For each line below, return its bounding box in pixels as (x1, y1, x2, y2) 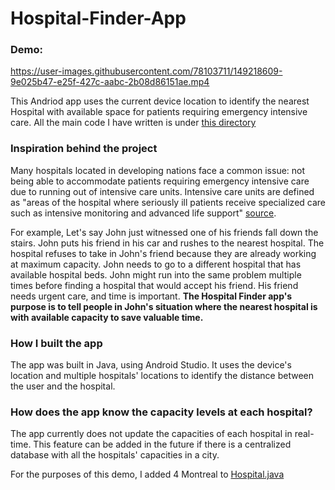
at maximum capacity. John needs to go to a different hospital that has (10, 258, 302, 270)
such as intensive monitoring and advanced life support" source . (10, 207, 277, 219)
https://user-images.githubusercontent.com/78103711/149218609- (10, 65, 283, 77)
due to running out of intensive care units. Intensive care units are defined (10, 185, 315, 197)
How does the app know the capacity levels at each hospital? (10, 405, 313, 419)
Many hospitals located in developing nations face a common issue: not (10, 164, 306, 176)
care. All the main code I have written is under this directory (10, 117, 257, 129)
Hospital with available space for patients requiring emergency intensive (10, 106, 308, 118)
